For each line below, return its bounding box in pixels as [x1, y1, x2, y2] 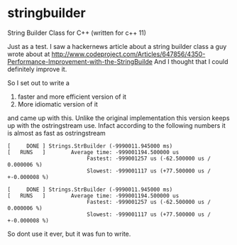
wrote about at [7, 50, 50, 58]
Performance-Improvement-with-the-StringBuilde [7, 57, 153, 65]
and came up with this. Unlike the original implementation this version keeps [7, 114, 230, 122]
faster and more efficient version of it [17, 92, 126, 101]
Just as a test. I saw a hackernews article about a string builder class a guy [7, 42, 227, 50]
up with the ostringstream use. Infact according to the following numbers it [7, 121, 226, 129]
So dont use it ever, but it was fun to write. [7, 229, 131, 238]
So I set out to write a [7, 78, 70, 87]
